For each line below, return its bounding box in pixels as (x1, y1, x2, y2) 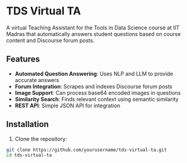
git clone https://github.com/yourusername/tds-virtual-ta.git (6, 147, 167, 153)
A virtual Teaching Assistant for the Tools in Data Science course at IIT (6, 24, 180, 31)
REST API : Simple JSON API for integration (14, 102, 121, 109)
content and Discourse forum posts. (6, 37, 95, 44)
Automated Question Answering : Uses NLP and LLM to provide (14, 70, 173, 77)
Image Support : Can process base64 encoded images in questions (14, 89, 181, 96)
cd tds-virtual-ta (6, 152, 52, 158)
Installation (6, 119, 49, 129)
